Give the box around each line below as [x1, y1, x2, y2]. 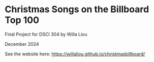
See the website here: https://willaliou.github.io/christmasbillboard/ [5, 51, 145, 57]
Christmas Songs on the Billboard [5, 4, 149, 15]
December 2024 [5, 41, 39, 47]
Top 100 [5, 14, 39, 26]
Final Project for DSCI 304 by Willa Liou [5, 31, 87, 37]
